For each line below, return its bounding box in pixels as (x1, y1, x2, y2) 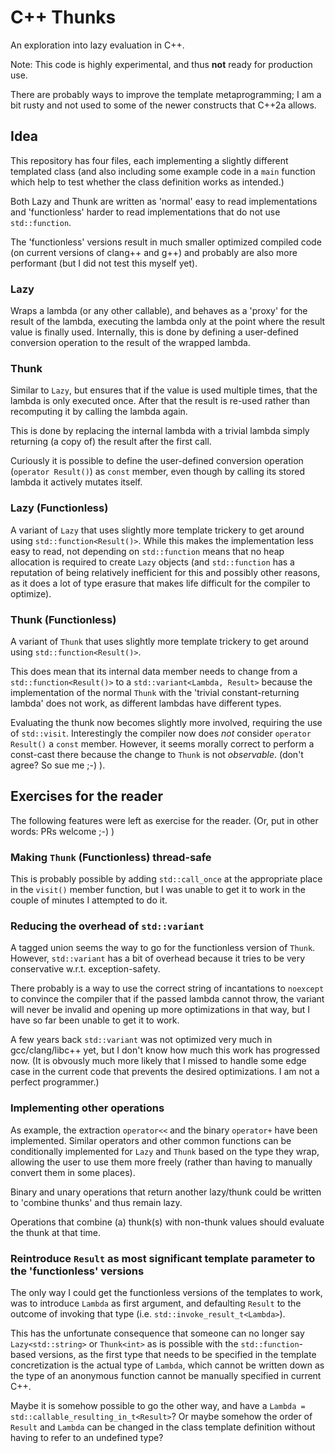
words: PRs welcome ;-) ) (10, 825, 115, 837)
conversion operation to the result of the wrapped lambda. (10, 337, 251, 349)
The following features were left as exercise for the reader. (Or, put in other (10, 814, 319, 826)
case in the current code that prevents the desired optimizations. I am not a (10, 1066, 320, 1078)
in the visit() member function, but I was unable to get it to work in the (10, 884, 306, 896)
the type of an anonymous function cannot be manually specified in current (10, 1369, 322, 1381)
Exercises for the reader (10, 788, 163, 805)
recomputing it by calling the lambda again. (10, 406, 188, 418)
